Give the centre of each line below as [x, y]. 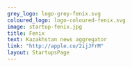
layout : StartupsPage [39, 53]
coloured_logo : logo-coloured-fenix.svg [67, 20]
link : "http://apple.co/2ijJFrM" [56, 46]
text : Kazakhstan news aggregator [57, 40]
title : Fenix [26, 33]
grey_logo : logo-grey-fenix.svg [54, 14]
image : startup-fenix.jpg [44, 27]
